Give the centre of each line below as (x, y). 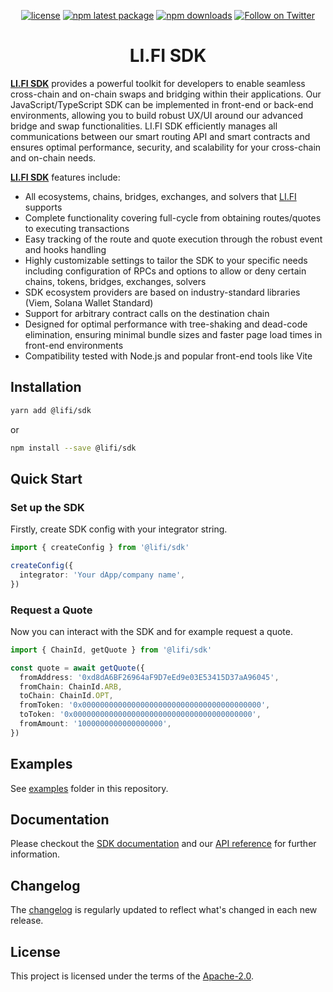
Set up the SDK (47, 507)
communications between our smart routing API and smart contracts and (160, 136)
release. (27, 921)
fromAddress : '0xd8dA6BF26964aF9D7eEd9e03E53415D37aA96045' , (149, 677)
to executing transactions (77, 228)
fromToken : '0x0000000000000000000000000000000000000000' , (145, 705)
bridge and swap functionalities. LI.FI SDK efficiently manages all (144, 126)
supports (43, 207)
